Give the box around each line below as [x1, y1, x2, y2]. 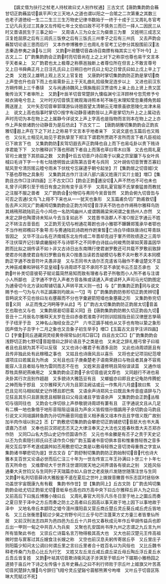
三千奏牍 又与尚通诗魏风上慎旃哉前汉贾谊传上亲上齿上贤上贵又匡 [26, 85, 161, 91]
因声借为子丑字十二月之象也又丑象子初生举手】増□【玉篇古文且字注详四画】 [5, 326, 161, 332]
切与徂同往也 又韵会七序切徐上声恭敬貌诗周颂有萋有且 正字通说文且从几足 [5, 400, 161, 406]
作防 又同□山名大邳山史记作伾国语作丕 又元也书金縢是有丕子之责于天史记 [5, 431, 161, 437]
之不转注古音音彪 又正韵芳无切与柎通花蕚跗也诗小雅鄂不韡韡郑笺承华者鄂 [5, 221, 157, 227]
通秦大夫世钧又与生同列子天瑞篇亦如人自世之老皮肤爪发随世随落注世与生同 [5, 468, 157, 474]
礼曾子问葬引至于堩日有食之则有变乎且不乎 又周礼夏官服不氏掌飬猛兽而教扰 [5, 184, 161, 190]
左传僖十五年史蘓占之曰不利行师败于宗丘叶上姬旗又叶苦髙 [43, 561, 161, 567]
